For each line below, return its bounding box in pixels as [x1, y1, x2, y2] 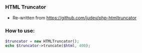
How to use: [5, 27, 35, 34]
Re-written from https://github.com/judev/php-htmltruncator [12, 15, 136, 21]
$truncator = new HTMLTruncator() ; [5, 38, 79, 43]
